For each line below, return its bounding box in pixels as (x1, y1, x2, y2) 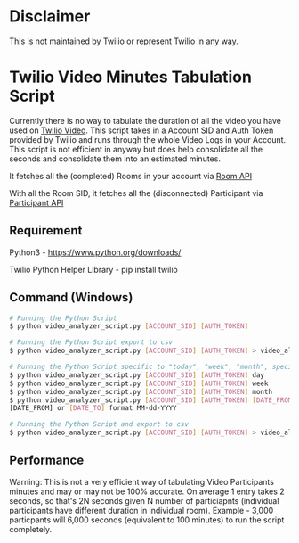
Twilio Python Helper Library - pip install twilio (9, 264, 178, 275)
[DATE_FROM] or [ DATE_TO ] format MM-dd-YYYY (9, 404, 177, 413)
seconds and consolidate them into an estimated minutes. (9, 153, 221, 164)
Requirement (9, 223, 83, 238)
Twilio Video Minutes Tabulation (9, 67, 252, 87)
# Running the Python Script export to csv (9, 338, 174, 347)
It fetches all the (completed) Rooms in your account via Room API (9, 170, 252, 181)
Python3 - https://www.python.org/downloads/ (9, 247, 182, 258)
